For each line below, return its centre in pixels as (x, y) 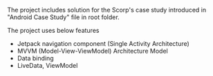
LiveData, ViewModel (47, 65)
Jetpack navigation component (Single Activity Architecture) (103, 43)
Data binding (35, 58)
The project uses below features (53, 30)
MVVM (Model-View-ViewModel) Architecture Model (92, 51)
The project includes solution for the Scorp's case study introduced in (107, 10)
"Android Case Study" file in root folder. (63, 17)
